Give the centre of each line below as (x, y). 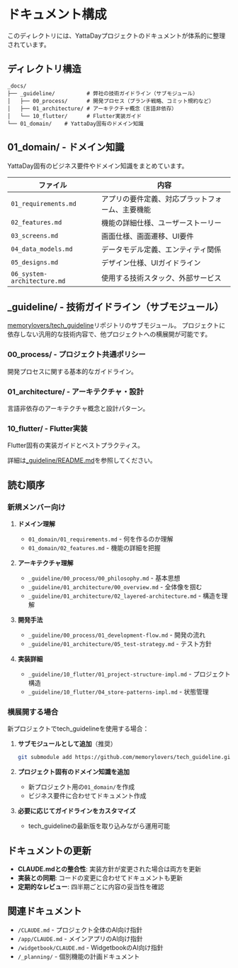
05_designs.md (35, 262)
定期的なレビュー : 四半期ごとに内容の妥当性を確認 (91, 886)
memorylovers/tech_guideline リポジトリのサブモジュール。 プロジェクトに (116, 326)
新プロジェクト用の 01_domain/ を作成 (81, 787)
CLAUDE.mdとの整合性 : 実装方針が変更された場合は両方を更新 (109, 868)
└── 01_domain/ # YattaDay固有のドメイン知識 (75, 124)
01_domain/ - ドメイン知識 (66, 147)
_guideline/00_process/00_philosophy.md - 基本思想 (104, 578)
